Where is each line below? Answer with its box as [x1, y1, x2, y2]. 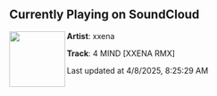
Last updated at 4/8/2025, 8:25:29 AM [66, 65, 209, 76]
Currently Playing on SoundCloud [9, 7, 200, 22]
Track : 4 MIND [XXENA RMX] [66, 48, 176, 59]
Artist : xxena [66, 30, 115, 41]
